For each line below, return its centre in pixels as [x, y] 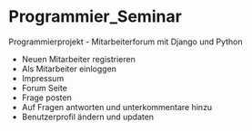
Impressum [43, 78]
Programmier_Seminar [96, 17]
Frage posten [46, 98]
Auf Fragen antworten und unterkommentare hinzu [117, 107]
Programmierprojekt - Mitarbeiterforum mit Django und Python [126, 42]
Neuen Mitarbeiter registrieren [78, 59]
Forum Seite [44, 88]
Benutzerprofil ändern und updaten [88, 117]
